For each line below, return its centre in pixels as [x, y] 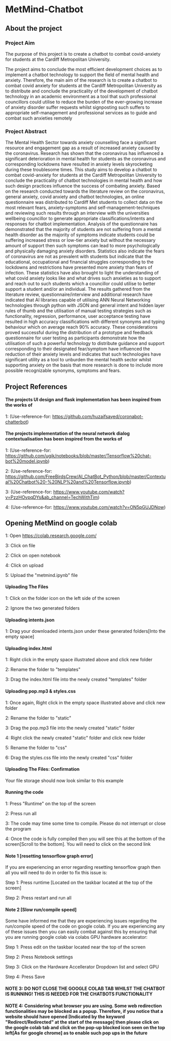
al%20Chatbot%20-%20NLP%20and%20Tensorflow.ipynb [67, 482]
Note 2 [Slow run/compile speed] [41, 909]
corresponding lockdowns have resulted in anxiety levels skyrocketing [79, 164]
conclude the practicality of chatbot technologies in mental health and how [84, 180]
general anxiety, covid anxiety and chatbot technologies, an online [75, 197]
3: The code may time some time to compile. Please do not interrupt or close [85, 823]
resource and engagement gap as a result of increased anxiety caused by [83, 148]
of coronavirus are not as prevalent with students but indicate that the [78, 257]
